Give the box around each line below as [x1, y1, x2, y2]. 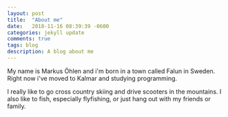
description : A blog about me [7, 49, 94, 55]
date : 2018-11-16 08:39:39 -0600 [7, 23, 110, 29]
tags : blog [7, 42, 39, 49]
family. [7, 102, 26, 110]
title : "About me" [7, 16, 63, 23]
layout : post [7, 10, 45, 17]
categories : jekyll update [7, 29, 85, 36]
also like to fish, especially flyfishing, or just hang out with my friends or [7, 94, 211, 103]
